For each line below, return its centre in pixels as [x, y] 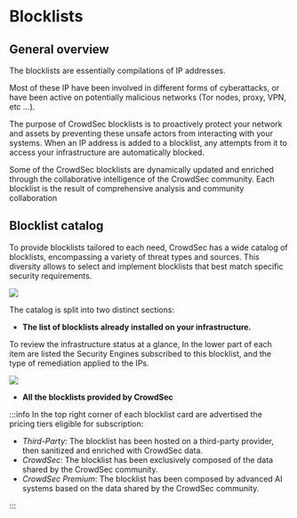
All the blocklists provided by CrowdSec [97, 397]
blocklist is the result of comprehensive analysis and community [127, 188]
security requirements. [51, 275]
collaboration [33, 198]
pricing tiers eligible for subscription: [76, 424]
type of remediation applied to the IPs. [79, 363]
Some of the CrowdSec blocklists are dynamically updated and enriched [141, 170]
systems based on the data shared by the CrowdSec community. [140, 488]
